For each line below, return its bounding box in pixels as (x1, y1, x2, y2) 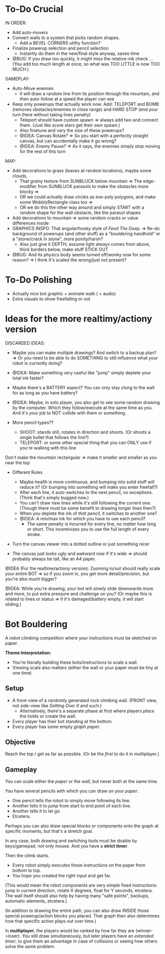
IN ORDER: (5, 20, 27, 26)
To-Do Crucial (5, 3, 64, 15)
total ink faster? (12, 375, 44, 381)
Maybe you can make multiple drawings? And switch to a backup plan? (12, 350, 157, 356)
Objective (5, 738, 36, 746)
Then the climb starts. (5, 853, 50, 859)
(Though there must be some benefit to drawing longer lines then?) (19, 505, 156, 511)
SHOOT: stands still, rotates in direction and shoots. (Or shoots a (19, 429, 151, 435)
